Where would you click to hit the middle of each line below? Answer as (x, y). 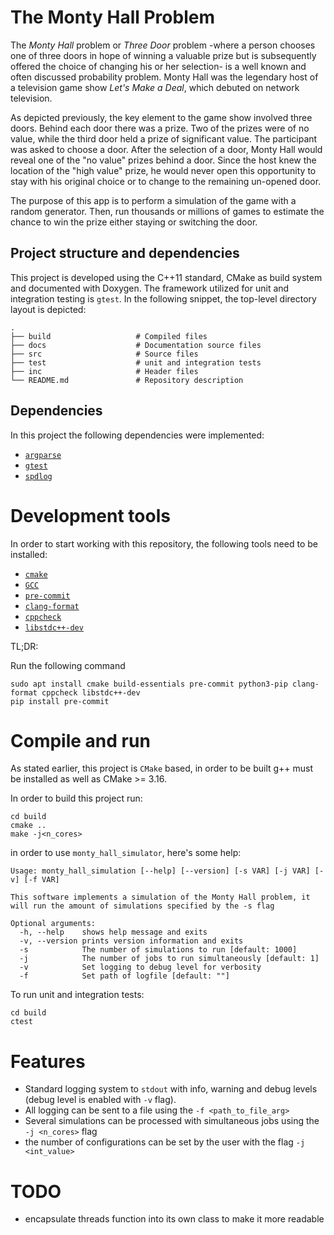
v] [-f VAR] (35, 880)
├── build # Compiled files (109, 336)
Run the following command (68, 665)
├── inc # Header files (104, 371)
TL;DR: (24, 646)
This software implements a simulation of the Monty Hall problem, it (160, 897)
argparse (43, 455)
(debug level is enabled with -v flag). (100, 1100)
